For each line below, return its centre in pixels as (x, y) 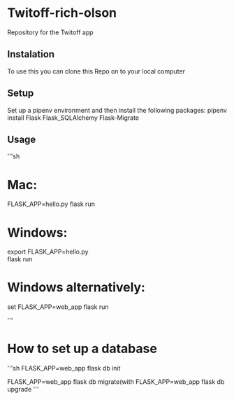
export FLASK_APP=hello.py (48, 252)
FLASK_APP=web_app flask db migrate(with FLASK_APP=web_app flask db (116, 382)
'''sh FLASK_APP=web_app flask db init (64, 368)
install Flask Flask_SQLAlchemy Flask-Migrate (73, 118)
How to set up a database (82, 349)
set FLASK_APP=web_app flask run (58, 307)
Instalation (31, 54)
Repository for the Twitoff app (50, 32)
